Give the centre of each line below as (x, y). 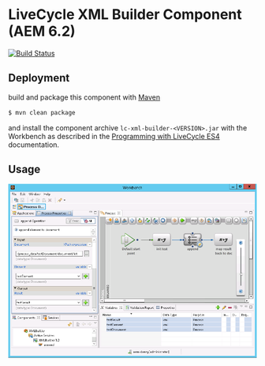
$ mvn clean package (42, 112)
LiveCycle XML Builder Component (125, 15)
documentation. (34, 145)
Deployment (39, 78)
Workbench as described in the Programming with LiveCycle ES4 (114, 136)
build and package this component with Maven (84, 97)
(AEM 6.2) (42, 31)
